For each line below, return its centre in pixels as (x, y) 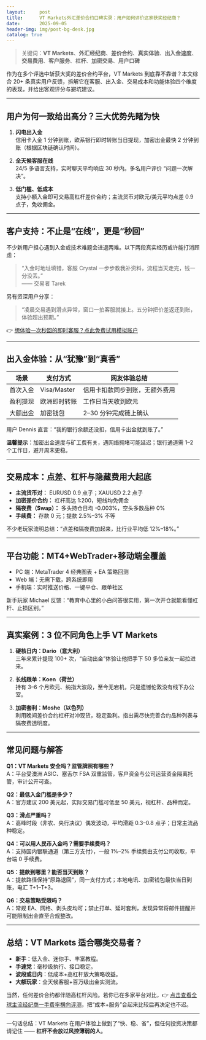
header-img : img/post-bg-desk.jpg (51, 29)
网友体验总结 (129, 378)
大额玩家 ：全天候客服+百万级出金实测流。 (68, 982)
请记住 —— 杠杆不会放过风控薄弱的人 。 (56, 1031)
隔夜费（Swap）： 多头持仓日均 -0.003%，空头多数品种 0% (90, 508)
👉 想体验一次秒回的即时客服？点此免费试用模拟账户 (72, 330)
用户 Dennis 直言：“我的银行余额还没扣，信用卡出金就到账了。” (85, 429)
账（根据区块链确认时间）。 (49, 147)
